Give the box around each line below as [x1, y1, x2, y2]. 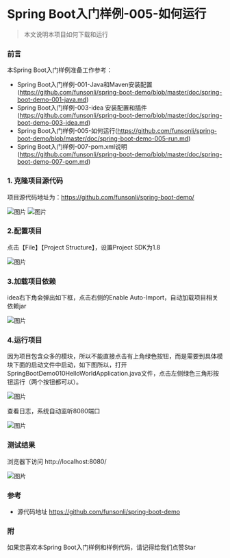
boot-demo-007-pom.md [16, 158, 89, 166]
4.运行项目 [7, 335, 42, 345]
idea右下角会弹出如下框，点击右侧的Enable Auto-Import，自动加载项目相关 [7, 293, 219, 302]
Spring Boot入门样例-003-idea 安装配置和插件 [16, 104, 147, 112]
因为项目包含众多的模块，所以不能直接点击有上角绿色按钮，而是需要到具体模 [7, 352, 223, 361]
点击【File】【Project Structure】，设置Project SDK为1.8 [7, 243, 161, 251]
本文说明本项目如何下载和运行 [23, 30, 108, 38]
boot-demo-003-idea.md [16, 119, 89, 127]
